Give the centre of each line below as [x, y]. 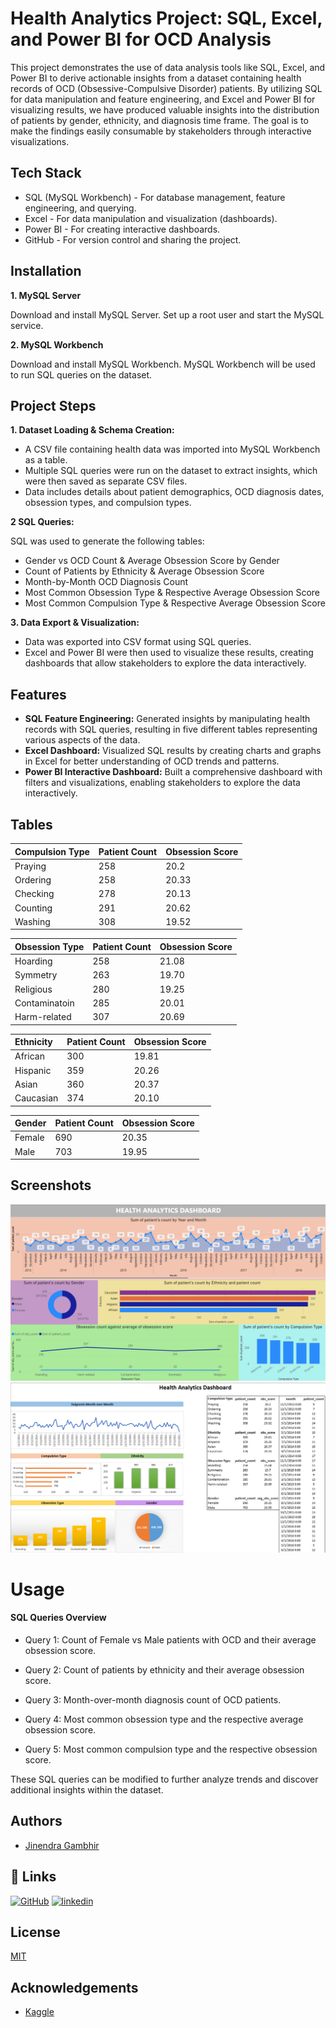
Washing [32, 921]
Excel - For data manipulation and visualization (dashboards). [151, 218]
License [35, 1932]
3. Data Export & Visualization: [75, 623]
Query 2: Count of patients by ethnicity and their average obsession [164, 1669]
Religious [33, 989]
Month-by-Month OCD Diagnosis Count [106, 582]
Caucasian [36, 1098]
